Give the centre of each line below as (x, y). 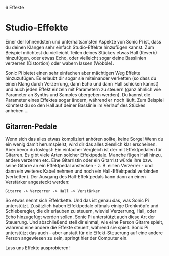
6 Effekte (15, 7)
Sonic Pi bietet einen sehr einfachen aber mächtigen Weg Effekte (73, 73)
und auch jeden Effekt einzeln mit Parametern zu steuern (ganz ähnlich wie (83, 89)
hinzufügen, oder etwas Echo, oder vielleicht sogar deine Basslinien (76, 58)
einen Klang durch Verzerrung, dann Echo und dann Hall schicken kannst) (82, 83)
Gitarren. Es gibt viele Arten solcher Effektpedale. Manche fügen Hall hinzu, (84, 155)
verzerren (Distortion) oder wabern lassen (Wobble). (60, 63)
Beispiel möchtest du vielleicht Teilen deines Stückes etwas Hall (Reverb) (81, 52)
